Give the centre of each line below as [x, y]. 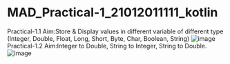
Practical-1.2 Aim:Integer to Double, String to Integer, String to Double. [107, 46]
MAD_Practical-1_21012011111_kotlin [113, 13]
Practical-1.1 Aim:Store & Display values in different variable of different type [115, 31]
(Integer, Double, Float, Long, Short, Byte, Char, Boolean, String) [98, 38]
